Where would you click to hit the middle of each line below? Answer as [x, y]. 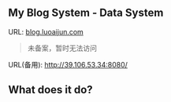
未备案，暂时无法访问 [62, 48]
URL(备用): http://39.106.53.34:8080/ [68, 64]
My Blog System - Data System [86, 13]
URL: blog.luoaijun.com [46, 31]
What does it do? [50, 90]
